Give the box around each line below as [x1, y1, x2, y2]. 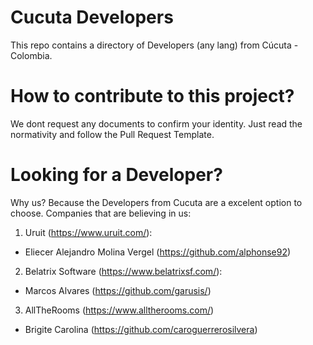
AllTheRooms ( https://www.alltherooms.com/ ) [24, 304, 215, 316]
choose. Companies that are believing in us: [10, 207, 192, 219]
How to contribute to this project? [10, 85, 295, 108]
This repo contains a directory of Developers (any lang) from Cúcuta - [10, 39, 299, 51]
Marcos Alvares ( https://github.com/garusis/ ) [24, 284, 212, 296]
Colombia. [10, 49, 53, 61]
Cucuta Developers [10, 6, 174, 29]
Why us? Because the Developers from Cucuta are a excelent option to [10, 196, 303, 208]
